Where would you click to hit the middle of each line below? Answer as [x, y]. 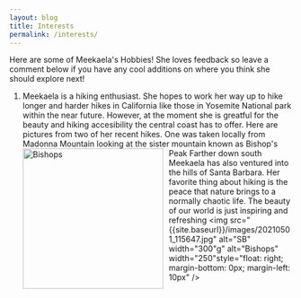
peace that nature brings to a [222, 192]
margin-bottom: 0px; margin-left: [229, 268]
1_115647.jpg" [193, 240]
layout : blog [34, 18]
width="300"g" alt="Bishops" [223, 249]
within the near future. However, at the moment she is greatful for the [150, 115]
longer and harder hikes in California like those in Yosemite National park [157, 106]
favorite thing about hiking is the [228, 182]
